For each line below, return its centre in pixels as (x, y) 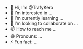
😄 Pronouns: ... (26, 36)
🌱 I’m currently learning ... (37, 18)
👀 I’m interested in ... (31, 13)
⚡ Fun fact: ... (24, 42)
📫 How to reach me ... (33, 29)
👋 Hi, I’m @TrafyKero (32, 8)
